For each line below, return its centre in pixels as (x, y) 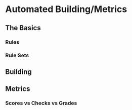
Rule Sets (17, 55)
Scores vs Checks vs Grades (41, 103)
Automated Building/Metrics (66, 9)
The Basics (23, 28)
